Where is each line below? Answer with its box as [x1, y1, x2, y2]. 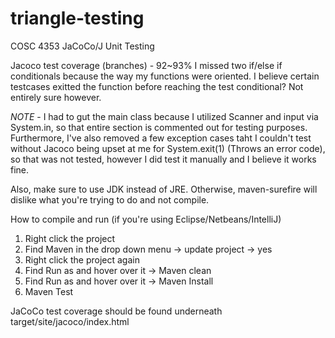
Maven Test [24, 285, 74, 297]
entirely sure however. [10, 91, 102, 103]
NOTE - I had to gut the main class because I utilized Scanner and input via [10, 110, 319, 122]
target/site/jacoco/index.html [10, 315, 130, 327]
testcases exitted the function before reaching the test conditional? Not [10, 80, 304, 92]
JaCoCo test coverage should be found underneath [10, 305, 223, 317]
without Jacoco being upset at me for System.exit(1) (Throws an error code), [10, 142, 326, 154]
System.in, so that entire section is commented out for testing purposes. [10, 121, 308, 133]
